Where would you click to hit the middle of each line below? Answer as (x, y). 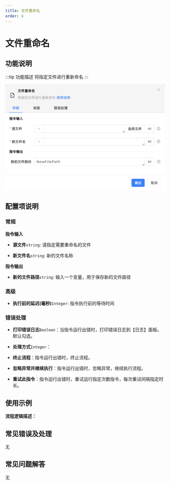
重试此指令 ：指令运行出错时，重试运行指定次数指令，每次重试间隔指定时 (88, 379)
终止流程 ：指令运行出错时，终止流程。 (52, 358)
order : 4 (14, 16)
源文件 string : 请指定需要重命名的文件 (52, 245)
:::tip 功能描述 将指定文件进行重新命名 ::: (47, 77)
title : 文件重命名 (23, 11)
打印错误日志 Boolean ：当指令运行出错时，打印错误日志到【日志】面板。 (87, 330)
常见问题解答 (25, 464)
